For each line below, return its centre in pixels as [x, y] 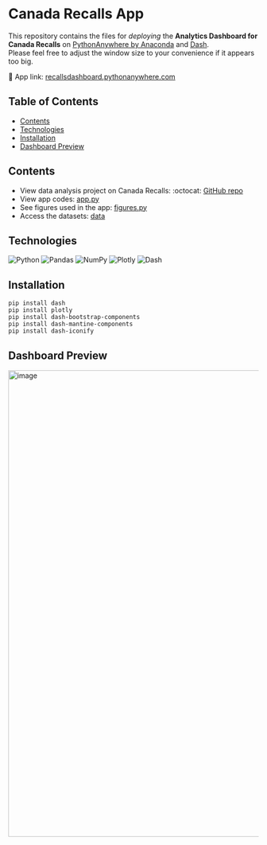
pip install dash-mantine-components [71, 324]
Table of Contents [54, 101]
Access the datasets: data [62, 216]
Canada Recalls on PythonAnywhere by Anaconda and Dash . [108, 44]
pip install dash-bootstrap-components [74, 317]
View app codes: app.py [59, 199]
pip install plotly [41, 310]
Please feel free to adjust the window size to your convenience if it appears [132, 53]
